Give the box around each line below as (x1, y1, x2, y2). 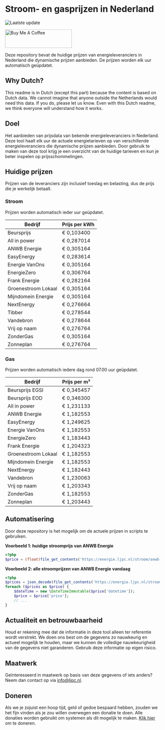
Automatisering (5, 515, 54, 523)
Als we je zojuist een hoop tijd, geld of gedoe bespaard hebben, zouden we (5, 704, 158, 710)
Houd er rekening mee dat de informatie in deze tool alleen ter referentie (5, 629, 151, 635)
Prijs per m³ (62, 378, 91, 385)
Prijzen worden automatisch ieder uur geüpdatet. (5, 209, 104, 215)
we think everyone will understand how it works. (5, 105, 103, 111)
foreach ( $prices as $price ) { (5, 584, 69, 590)
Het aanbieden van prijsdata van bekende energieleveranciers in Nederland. (5, 133, 160, 138)
